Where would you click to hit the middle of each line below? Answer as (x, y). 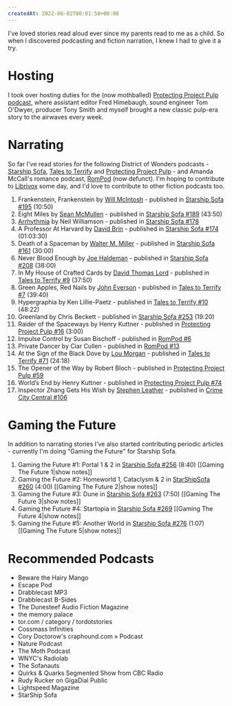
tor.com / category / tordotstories (65, 622)
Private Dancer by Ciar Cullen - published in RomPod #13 (98, 346)
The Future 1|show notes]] (55, 472)
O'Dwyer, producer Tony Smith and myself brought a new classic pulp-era (113, 109)
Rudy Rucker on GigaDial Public (63, 680)
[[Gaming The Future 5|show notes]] (70, 531)
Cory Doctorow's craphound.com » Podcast (80, 636)
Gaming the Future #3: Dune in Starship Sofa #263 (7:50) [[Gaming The (119, 494)
